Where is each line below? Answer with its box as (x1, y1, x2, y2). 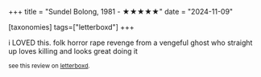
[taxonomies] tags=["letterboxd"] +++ (8, 22, 135, 31)
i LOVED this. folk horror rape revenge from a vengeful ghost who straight (8, 38, 253, 47)
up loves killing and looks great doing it (8, 47, 139, 55)
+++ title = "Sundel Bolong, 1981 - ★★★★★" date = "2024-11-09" (8, 7, 234, 16)
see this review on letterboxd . (8, 62, 90, 70)
